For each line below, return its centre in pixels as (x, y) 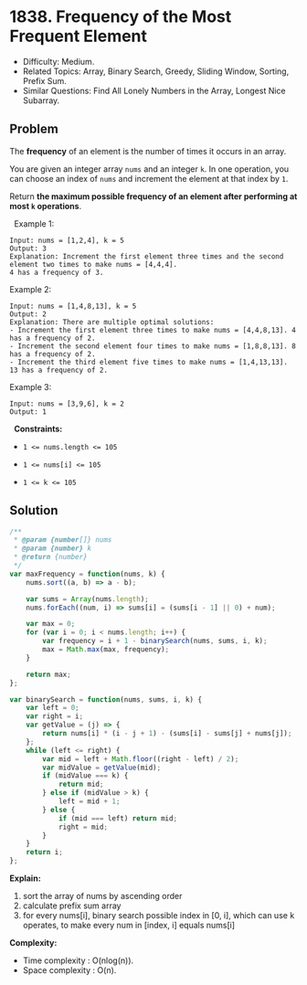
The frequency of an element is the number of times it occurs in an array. (148, 151)
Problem (34, 129)
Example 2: (31, 289)
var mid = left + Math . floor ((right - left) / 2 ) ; (141, 759)
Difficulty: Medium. (58, 61)
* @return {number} (51, 557)
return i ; (45, 853)
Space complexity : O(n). (69, 970)
